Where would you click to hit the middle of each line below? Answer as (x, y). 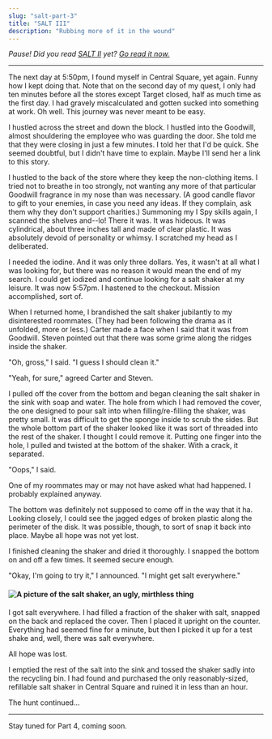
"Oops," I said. (32, 470)
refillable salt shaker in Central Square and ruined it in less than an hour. (128, 686)
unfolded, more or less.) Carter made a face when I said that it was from (128, 330)
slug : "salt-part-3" (43, 16)
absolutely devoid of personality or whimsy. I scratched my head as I (123, 238)
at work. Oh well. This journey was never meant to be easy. (107, 112)
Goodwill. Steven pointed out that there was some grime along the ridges (130, 338)
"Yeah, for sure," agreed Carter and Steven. (81, 378)
